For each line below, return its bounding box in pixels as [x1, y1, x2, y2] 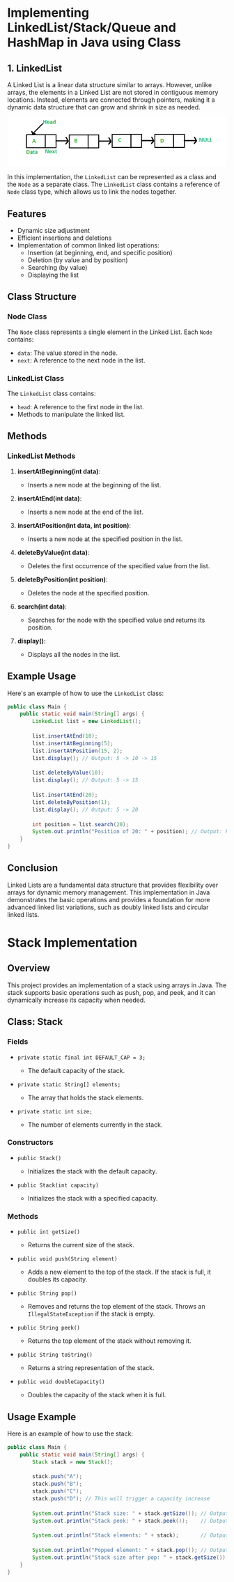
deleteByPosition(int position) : [17, 575, 108, 584]
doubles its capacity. [27, 1275, 88, 1284]
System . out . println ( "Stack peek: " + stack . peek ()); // [32, 1517, 208, 1524]
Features [7, 208, 47, 220]
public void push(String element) [17, 1256, 118, 1263]
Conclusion [7, 862, 58, 874]
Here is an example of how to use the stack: [7, 1429, 134, 1438]
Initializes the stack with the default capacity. [27, 1166, 157, 1176]
